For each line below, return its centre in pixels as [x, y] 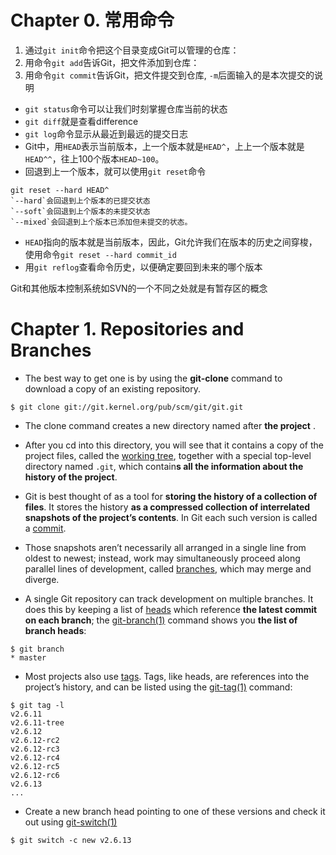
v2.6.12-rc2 [35, 740]
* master [28, 657]
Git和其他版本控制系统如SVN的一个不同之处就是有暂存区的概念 [139, 288]
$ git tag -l [37, 705]
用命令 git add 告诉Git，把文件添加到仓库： [112, 62]
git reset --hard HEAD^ [60, 190]
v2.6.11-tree [37, 722]
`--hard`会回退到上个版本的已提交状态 [80, 201]
